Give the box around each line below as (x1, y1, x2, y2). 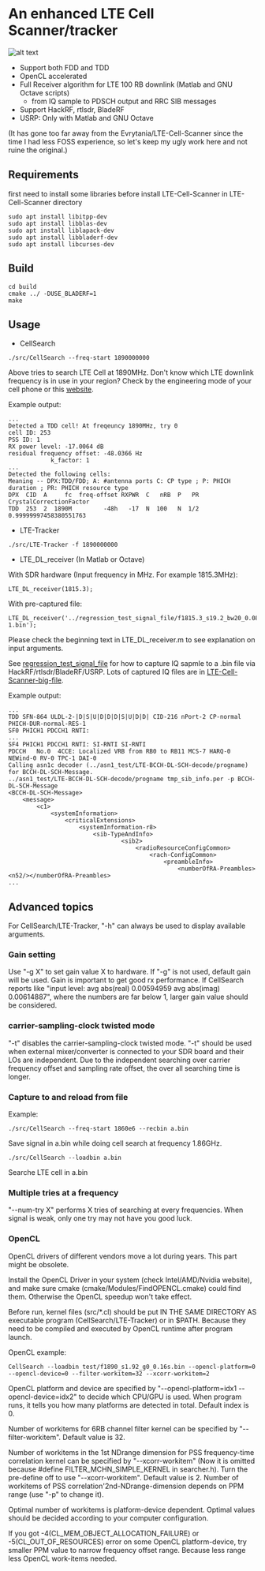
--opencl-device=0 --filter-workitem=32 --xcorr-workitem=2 (8, 1370, 211, 1378)
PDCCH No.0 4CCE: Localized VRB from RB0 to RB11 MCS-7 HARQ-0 (8, 747, 231, 756)
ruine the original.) (8, 145, 69, 155)
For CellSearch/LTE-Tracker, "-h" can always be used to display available (8, 921, 246, 931)
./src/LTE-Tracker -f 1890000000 (8, 541, 118, 549)
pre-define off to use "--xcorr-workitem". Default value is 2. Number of (8, 1472, 239, 1482)
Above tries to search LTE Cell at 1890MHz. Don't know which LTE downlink (8, 368, 255, 377)
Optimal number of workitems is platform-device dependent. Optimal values (8, 1505, 256, 1514)
